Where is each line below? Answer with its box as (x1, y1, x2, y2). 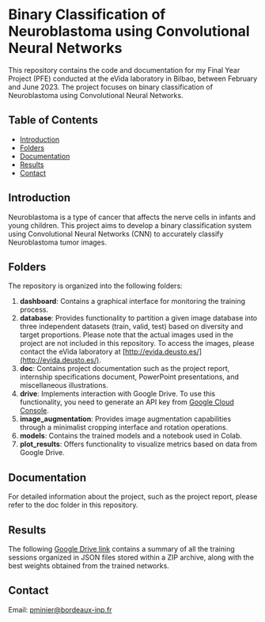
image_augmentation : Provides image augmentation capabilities (19, 414, 232, 424)
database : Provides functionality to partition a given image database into (19, 313, 258, 323)
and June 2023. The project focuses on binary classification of (8, 82, 214, 92)
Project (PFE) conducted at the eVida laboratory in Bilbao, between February (8, 74, 258, 83)
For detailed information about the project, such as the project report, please (8, 492, 258, 502)
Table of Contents (8, 113, 99, 127)
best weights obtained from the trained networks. (8, 561, 170, 571)
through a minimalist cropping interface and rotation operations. (19, 423, 229, 432)
